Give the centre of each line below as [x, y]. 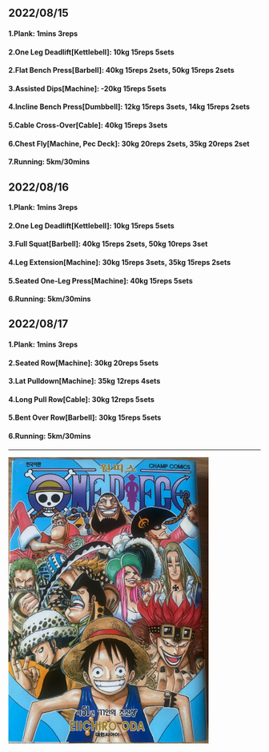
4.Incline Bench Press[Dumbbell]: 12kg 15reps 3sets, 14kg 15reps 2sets [129, 107]
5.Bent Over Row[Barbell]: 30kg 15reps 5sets [85, 418]
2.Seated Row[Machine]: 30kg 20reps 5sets [83, 363]
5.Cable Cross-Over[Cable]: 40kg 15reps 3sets [88, 125]
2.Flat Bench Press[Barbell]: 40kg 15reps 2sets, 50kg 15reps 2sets [121, 70]
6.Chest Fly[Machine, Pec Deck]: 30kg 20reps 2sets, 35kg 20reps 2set [129, 143]
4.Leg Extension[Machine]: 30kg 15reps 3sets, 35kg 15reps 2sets [120, 262]
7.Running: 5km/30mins [49, 162]
